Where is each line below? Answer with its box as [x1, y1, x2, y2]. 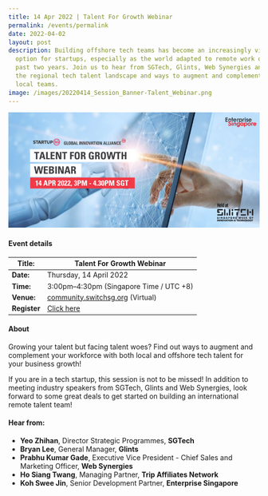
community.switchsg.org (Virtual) [46, 292, 157, 302]
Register [11, 304, 41, 313]
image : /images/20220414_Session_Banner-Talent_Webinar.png [8, 89, 213, 97]
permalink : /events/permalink [8, 21, 109, 30]
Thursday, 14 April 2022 [46, 270, 129, 280]
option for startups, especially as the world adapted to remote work [15, 55, 255, 63]
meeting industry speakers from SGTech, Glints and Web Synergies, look [8, 383, 247, 392]
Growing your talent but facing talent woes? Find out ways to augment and [8, 342, 254, 351]
